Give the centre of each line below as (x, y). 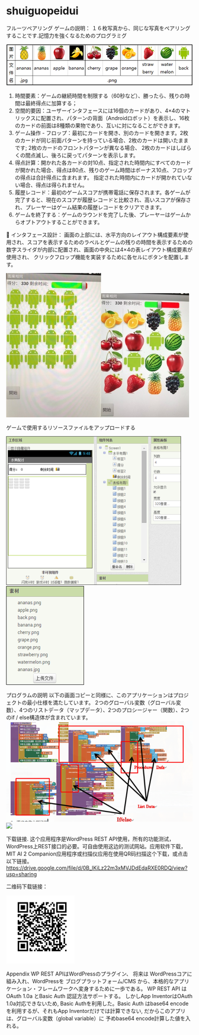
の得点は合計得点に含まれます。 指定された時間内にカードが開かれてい (101, 178)
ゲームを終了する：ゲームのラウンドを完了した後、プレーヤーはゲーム (100, 215)
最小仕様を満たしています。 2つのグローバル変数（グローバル (101, 703)
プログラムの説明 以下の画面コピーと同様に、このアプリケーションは (90, 695)
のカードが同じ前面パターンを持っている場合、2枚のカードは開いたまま (102, 140)
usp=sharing (22, 874)
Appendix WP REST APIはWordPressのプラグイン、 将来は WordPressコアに (99, 974)
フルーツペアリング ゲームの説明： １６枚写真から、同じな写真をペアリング (98, 28)
